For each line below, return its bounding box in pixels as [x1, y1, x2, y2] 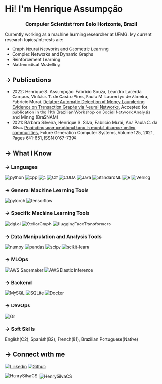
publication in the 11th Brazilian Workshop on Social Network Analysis [12, 109, 151, 115]
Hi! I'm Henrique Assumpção [5, 3, 123, 15]
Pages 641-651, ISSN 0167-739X [12, 135, 77, 141]
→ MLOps [5, 256, 28, 263]
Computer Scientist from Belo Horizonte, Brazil [25, 21, 138, 28]
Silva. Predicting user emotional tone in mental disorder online [12, 125, 136, 130]
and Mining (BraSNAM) [12, 114, 59, 120]
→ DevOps [5, 302, 30, 309]
